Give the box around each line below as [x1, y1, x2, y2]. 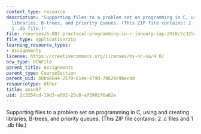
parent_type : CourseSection [6, 70, 77, 76]
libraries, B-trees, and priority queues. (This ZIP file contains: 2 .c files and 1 [6, 115, 193, 122]
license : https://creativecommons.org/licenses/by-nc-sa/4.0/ [6, 53, 165, 59]
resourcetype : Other [6, 81, 58, 87]
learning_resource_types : [6, 42, 71, 48]
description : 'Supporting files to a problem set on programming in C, [6, 14, 188, 20]
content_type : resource [6, 8, 66, 15]
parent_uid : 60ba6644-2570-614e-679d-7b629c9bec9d [6, 75, 135, 81]
